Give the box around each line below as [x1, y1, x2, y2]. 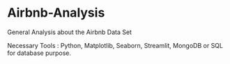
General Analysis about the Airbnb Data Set [7, 28, 132, 36]
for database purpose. [7, 49, 72, 57]
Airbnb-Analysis [7, 5, 105, 21]
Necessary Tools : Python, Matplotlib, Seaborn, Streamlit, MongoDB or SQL [7, 41, 223, 49]
